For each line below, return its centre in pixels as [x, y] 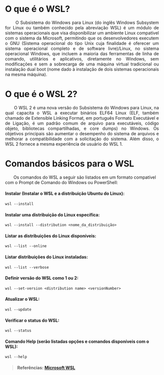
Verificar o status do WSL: [32, 320]
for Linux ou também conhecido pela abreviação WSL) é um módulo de [82, 27]
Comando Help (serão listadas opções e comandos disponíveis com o [77, 341]
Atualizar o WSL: [22, 299]
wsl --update [18, 310]
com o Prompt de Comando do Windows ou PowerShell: [61, 182]
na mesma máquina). [26, 74]
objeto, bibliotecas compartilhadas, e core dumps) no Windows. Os [82, 128]
